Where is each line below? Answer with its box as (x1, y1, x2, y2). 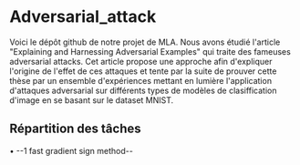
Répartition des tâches (9, 121, 141, 137)
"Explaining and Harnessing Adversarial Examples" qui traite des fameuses (9, 46, 292, 57)
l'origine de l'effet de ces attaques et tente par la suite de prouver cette (9, 66, 277, 77)
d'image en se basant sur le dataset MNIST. (9, 94, 174, 106)
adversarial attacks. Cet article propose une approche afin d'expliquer (9, 56, 273, 67)
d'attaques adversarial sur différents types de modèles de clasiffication (9, 85, 277, 96)
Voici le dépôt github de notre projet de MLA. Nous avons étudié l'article (9, 36, 281, 47)
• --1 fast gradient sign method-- (9, 145, 134, 156)
